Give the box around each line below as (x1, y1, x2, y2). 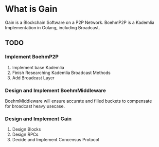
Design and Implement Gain (5, 115, 72, 122)
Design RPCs (12, 131, 39, 137)
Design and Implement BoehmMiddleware (5, 87, 106, 93)
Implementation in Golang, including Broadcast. (5, 24, 100, 30)
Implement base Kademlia (12, 64, 65, 70)
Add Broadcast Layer (12, 74, 55, 81)
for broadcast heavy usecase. (5, 103, 65, 109)
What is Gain (5, 3, 57, 15)
